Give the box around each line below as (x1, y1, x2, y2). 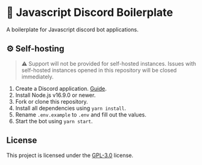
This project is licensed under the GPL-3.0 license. (6, 152, 133, 159)
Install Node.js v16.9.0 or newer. (15, 91, 96, 99)
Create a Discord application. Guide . (15, 85, 107, 92)
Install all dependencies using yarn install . (15, 104, 127, 112)
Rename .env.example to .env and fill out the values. (15, 110, 147, 118)
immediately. (21, 73, 54, 80)
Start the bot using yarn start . (15, 117, 93, 125)
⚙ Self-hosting (6, 44, 64, 54)
